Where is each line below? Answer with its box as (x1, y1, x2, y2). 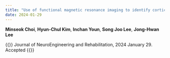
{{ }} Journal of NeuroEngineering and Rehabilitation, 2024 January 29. (5, 41, 153, 47)
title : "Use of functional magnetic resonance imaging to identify (5, 7, 151, 13)
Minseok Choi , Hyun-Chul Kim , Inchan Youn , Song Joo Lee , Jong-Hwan (5, 26, 159, 32)
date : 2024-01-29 (5, 12, 42, 17)
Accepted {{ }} (5, 47, 34, 53)
